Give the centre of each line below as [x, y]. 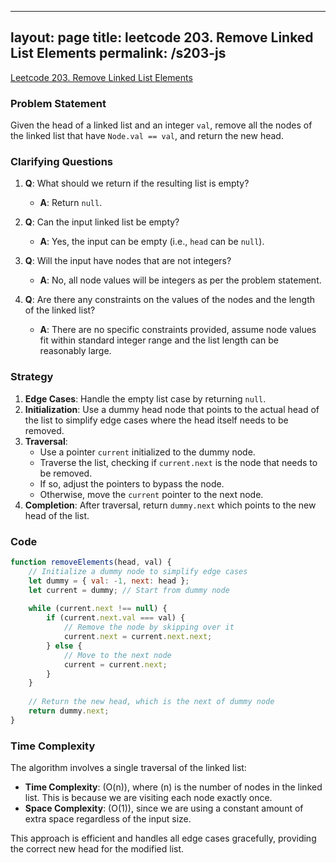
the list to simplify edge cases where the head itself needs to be [156, 420]
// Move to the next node [117, 655]
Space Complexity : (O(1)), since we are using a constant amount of [164, 808]
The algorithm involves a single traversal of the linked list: [128, 768]
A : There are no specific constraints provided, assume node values [178, 330]
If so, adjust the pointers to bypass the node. [132, 483]
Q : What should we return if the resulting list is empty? [137, 183]
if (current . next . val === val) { [116, 618]
